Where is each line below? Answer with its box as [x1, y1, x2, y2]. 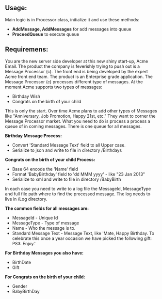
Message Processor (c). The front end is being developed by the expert [5, 68, 148, 74]
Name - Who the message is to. [12, 225, 76, 231]
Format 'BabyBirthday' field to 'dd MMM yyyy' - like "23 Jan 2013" [12, 171, 146, 177]
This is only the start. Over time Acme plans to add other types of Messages [5, 108, 158, 113]
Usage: [5, 4, 28, 12]
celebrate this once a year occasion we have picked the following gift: [12, 235, 152, 241]
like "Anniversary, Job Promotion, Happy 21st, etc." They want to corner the [5, 113, 156, 119]
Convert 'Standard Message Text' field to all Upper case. [12, 142, 126, 148]
